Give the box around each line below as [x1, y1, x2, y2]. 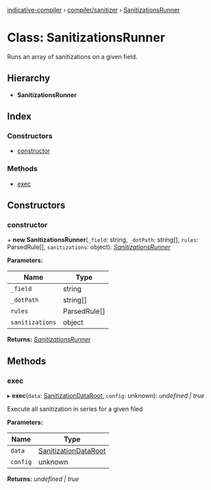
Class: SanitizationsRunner [7, 30, 166, 45]
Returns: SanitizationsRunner [7, 335, 91, 344]
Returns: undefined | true [7, 475, 79, 483]
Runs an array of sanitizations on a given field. [7, 52, 138, 60]
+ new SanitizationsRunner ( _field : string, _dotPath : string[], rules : [7, 236, 199, 244]
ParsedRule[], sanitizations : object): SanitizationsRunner [7, 243, 171, 252]
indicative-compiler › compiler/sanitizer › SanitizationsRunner [7, 6, 180, 14]
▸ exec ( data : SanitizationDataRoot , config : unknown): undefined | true [7, 392, 205, 400]
